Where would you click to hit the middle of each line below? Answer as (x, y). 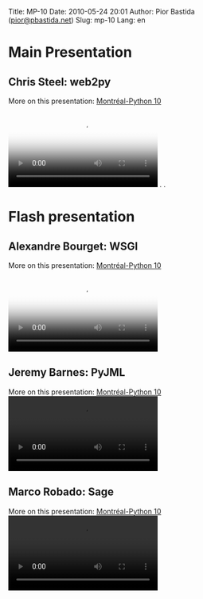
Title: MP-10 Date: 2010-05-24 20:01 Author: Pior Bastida (101, 12)
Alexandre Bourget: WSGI (73, 246)
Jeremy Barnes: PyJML (67, 372)
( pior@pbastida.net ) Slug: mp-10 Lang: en (77, 20)
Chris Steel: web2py (60, 82)
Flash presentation (72, 217)
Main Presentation (70, 52)
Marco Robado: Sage (61, 492)
